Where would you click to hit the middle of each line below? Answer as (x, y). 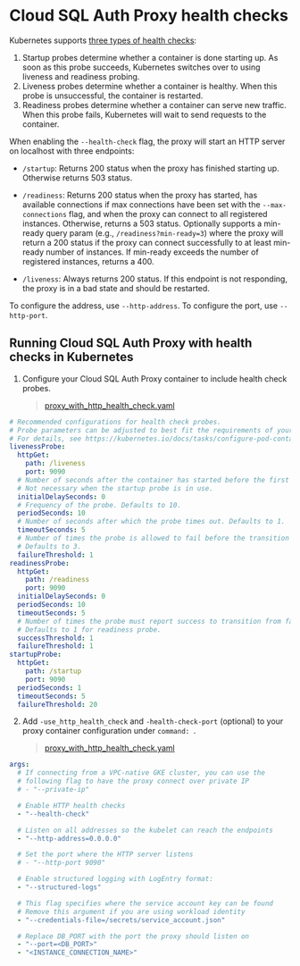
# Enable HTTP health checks (71, 805)
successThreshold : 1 (55, 638)
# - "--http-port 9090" (61, 863)
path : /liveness (56, 464)
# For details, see (46, 439)
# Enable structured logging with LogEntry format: (116, 879)
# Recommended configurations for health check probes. (115, 422)
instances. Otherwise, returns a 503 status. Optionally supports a (142, 223)
